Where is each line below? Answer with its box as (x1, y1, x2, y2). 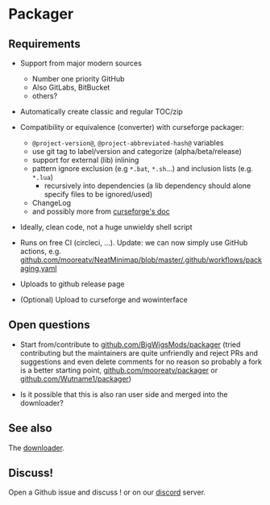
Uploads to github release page (19, 279, 125, 289)
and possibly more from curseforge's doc (31, 207, 171, 216)
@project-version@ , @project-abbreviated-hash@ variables (31, 138, 224, 148)
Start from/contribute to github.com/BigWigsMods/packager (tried (19, 340, 241, 349)
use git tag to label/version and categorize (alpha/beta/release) (31, 147, 242, 156)
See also (8, 421, 52, 436)
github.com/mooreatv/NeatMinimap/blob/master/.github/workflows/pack (19, 255, 262, 265)
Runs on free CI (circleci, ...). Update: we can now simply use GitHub (19, 238, 248, 247)
